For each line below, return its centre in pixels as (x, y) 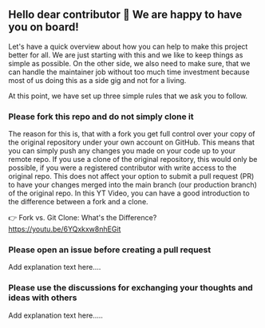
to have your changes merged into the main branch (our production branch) (133, 185)
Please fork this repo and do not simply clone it (101, 117)
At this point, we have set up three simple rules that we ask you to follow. (128, 96)
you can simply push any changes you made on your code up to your (122, 151)
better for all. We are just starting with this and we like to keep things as (126, 55)
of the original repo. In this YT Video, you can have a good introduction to (129, 193)
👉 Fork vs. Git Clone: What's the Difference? (83, 218)
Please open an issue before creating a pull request (110, 250)
